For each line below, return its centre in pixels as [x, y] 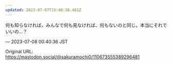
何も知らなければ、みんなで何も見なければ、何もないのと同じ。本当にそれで [86, 25]
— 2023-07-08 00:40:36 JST [37, 42]
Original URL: [19, 51]
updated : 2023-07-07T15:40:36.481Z [43, 10]
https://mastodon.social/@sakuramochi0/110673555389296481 [73, 57]
